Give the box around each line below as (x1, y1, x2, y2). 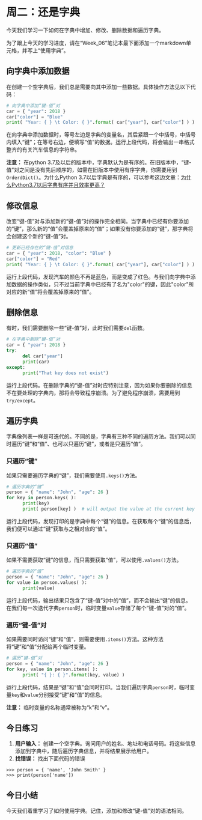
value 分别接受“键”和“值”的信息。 (25, 691, 106, 698)
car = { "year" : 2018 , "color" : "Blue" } (6, 250, 112, 256)
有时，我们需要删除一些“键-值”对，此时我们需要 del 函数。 (6, 324, 148, 332)
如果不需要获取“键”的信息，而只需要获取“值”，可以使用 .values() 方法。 (6, 556, 182, 563)
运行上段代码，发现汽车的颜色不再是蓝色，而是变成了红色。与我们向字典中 (6, 273, 191, 280)
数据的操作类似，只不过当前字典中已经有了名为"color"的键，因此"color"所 (11, 281, 194, 288)
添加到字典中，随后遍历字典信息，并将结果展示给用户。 (14, 747, 152, 755)
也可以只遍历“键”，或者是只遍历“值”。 (52, 440, 146, 448)
